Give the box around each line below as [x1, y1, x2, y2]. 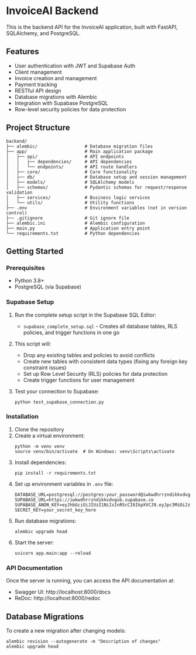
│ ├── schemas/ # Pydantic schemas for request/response [6, 184, 187, 190]
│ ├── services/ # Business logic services [6, 194, 150, 200]
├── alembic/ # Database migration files [6, 143, 153, 149]
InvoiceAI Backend [6, 4, 99, 18]
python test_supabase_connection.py [14, 399, 104, 405]
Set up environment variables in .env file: [14, 480, 114, 487]
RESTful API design [14, 87, 61, 94]
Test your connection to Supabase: [14, 387, 99, 395]
